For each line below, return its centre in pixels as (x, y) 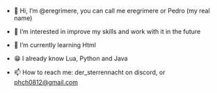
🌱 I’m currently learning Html (55, 45)
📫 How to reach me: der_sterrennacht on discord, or (89, 72)
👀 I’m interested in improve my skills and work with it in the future (107, 32)
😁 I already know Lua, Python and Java (71, 58)
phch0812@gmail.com (46, 82)
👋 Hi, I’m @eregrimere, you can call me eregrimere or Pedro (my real (112, 11)
